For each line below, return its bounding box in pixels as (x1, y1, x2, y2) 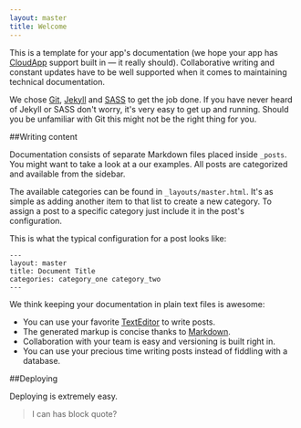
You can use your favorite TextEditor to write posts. (22, 316, 216, 327)
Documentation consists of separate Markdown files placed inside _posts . (9, 148, 287, 160)
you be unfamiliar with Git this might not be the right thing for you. (9, 113, 257, 124)
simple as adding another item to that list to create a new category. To (9, 196, 272, 207)
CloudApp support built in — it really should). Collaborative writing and (9, 57, 275, 68)
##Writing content (9, 131, 78, 142)
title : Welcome (9, 22, 67, 31)
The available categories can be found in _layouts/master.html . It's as (9, 186, 274, 197)
